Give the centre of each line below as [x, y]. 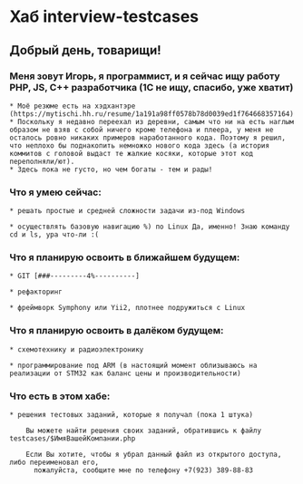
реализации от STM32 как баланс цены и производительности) [126, 373]
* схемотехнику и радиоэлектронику [77, 349]
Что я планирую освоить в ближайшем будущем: [125, 257]
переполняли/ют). [42, 161]
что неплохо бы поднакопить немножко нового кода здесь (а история [140, 145]
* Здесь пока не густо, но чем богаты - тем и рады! [111, 169]
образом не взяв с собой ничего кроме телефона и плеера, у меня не [142, 130]
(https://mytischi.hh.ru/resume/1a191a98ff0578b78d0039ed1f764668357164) [152, 114]
